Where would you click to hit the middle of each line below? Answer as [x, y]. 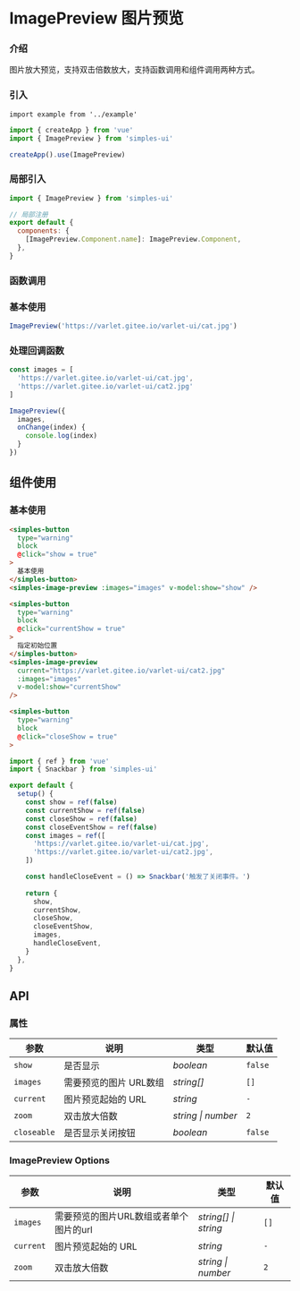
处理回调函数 [37, 350]
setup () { [35, 794]
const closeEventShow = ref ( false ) [92, 827]
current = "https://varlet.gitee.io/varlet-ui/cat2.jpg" [121, 671]
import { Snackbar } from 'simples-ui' [83, 769]
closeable [34, 1133]
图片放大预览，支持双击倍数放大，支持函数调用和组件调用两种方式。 [134, 70]
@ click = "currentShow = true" [71, 629]
